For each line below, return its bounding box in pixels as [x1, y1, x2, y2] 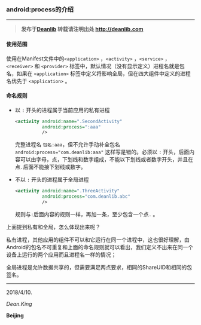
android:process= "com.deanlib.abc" [41, 194, 130, 200]
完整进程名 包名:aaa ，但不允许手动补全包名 [14, 141, 121, 148]
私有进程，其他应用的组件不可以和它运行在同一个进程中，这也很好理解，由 [6, 236, 190, 243]
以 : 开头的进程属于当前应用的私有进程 [14, 106, 110, 114]
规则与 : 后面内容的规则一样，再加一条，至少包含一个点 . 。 [14, 210, 159, 217]
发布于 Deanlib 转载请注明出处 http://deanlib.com [20, 26, 144, 33]
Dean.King [6, 300, 32, 307]
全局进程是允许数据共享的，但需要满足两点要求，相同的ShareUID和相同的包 [6, 263, 193, 271]
